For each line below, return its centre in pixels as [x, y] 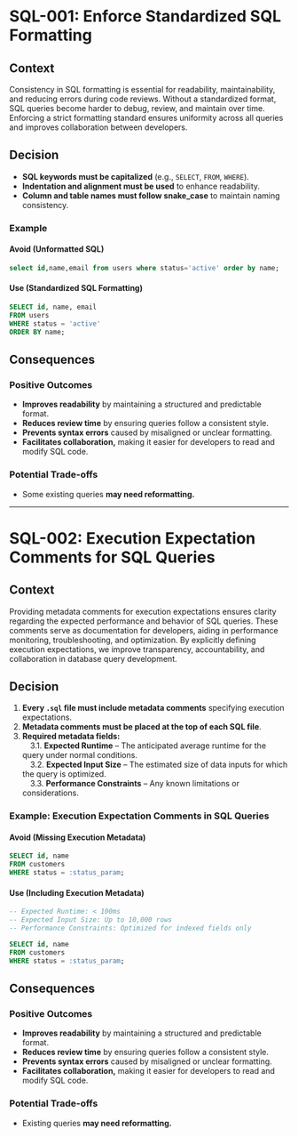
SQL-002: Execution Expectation [133, 538]
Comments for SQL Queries [112, 557]
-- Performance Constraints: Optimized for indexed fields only [130, 928]
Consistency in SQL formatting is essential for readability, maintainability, [142, 89]
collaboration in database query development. [93, 658]
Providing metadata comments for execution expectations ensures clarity [143, 611]
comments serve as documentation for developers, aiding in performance [144, 630]
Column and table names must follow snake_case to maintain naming [151, 195]
